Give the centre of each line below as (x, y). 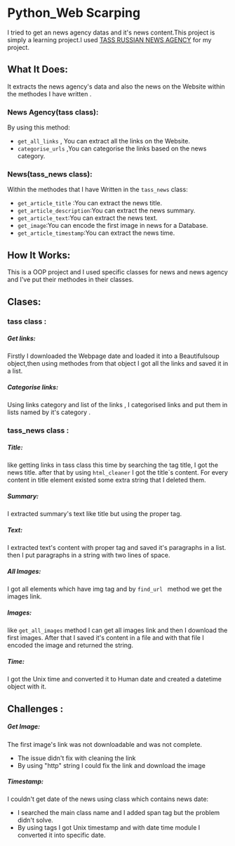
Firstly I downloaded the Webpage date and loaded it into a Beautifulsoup (113, 356)
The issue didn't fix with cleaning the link (76, 758)
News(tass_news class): (50, 174)
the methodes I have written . (49, 94)
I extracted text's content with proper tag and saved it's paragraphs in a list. (117, 548)
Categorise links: (33, 387)
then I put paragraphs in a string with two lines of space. (89, 555)
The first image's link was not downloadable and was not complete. (105, 744)
